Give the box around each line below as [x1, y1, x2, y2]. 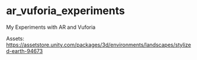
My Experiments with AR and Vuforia [6, 24, 96, 31]
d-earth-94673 [6, 47, 43, 54]
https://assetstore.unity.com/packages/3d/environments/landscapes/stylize [6, 41, 191, 48]
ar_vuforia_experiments [6, 4, 125, 18]
